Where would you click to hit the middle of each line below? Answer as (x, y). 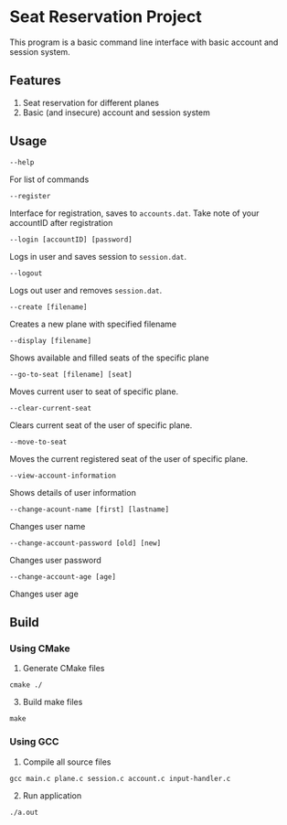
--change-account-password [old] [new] (85, 543)
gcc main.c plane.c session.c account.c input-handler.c (120, 778)
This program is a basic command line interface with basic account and (144, 42)
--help (22, 162)
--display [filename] (51, 340)
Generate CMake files (64, 669)
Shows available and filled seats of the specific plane (109, 358)
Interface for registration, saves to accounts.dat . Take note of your (134, 213)
